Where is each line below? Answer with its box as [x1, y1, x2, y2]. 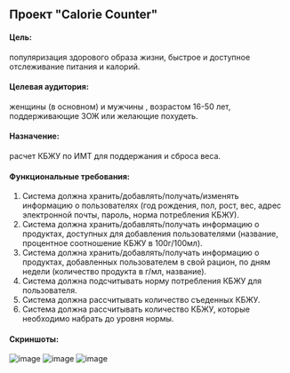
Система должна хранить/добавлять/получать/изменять [21, 191, 239, 202]
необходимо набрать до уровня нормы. [21, 313, 174, 324]
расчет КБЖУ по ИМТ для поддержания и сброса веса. [9, 151, 221, 161]
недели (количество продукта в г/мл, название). [21, 266, 207, 277]
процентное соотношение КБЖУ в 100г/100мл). [21, 238, 203, 249]
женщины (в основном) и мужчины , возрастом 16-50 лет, [9, 101, 231, 112]
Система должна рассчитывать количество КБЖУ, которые [21, 304, 251, 314]
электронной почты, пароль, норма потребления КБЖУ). [21, 210, 240, 220]
